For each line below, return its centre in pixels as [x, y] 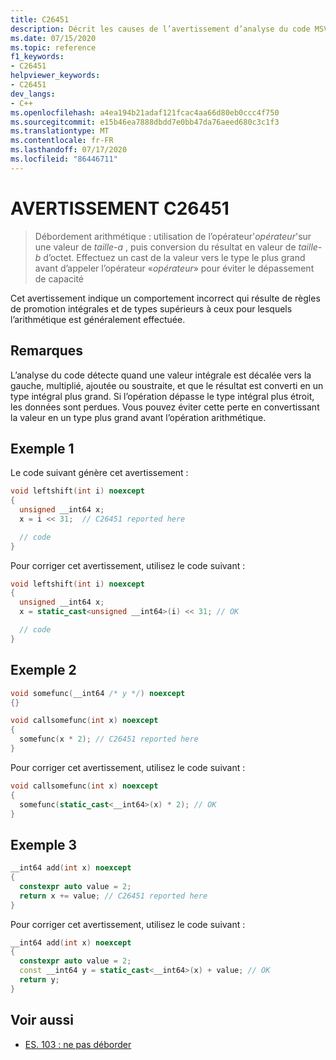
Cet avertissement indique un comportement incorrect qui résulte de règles [165, 298]
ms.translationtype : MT [60, 131]
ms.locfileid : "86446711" [64, 159]
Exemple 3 [44, 844]
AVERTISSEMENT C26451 [120, 208]
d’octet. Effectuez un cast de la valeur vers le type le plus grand [174, 257]
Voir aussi [42, 1020]
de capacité [59, 278]
